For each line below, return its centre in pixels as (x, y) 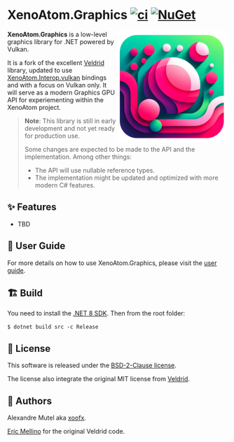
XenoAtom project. (34, 107)
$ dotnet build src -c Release (53, 327)
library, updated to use (40, 70)
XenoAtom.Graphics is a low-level (57, 34)
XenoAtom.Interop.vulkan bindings (57, 78)
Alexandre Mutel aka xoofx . (47, 418)
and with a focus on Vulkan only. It (57, 85)
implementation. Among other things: (78, 157)
